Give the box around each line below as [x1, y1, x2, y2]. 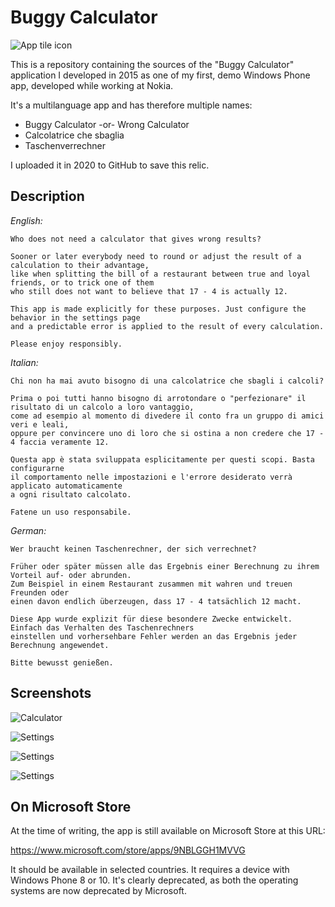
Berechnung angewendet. [10, 640, 110, 650]
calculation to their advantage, [10, 260, 150, 270]
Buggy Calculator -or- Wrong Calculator [24, 118, 190, 130]
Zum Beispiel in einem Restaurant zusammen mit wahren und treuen [10, 579, 293, 589]
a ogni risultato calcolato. [10, 489, 132, 500]
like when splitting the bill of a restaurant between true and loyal [10, 269, 311, 279]
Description [10, 188, 85, 205]
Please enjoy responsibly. [10, 339, 123, 349]
